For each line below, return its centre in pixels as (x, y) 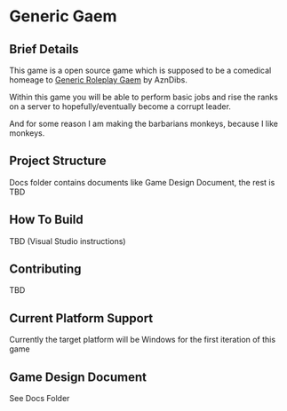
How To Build (46, 220)
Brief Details (44, 49)
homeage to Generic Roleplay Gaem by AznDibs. (99, 80)
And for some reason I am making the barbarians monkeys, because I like (143, 123)
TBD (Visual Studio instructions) (68, 241)
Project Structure (58, 161)
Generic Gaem (63, 16)
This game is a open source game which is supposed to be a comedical (140, 70)
